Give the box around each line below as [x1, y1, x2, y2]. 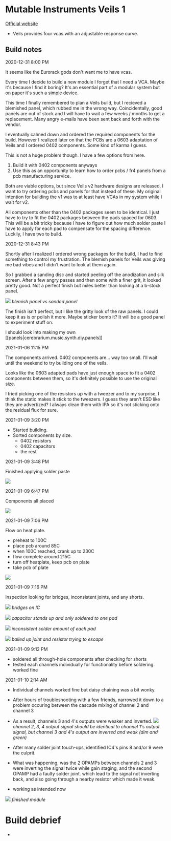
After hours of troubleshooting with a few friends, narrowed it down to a [12, 697, 164, 703]
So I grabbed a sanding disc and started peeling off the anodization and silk [5, 271, 164, 278]
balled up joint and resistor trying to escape [11, 636, 104, 642]
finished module [11, 796, 46, 803]
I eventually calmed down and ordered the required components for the [5, 131, 156, 137]
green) [12, 734, 27, 741]
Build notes [5, 45, 42, 54]
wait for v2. [5, 199, 30, 205]
